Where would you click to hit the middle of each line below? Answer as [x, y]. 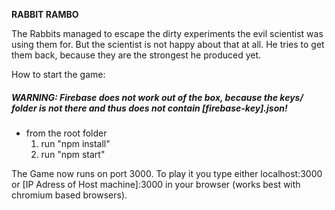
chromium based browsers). [69, 195]
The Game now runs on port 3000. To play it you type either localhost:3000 [167, 173]
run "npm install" [75, 143]
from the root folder [66, 133]
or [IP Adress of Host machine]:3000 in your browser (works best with [156, 184]
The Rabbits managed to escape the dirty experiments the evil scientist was [167, 33]
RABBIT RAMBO [45, 14]
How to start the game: [58, 74]
